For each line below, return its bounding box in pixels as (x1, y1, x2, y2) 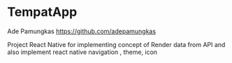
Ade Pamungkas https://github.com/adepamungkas (7, 27, 156, 35)
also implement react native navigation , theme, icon (7, 48, 158, 56)
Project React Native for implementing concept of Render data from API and (7, 40, 226, 48)
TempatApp (7, 4, 78, 20)
